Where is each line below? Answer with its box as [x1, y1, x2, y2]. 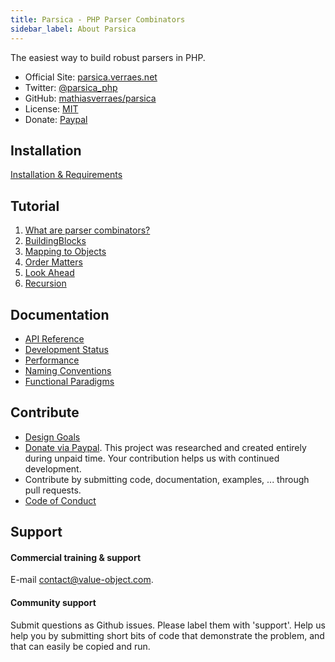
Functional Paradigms [24, 375, 115, 387]
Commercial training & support [10, 551, 142, 563]
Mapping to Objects [24, 246, 107, 258]
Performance [24, 354, 80, 366]
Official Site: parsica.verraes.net [24, 71, 158, 83]
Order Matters [24, 256, 83, 268]
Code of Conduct [24, 494, 97, 506]
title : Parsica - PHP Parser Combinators [10, 14, 186, 25]
